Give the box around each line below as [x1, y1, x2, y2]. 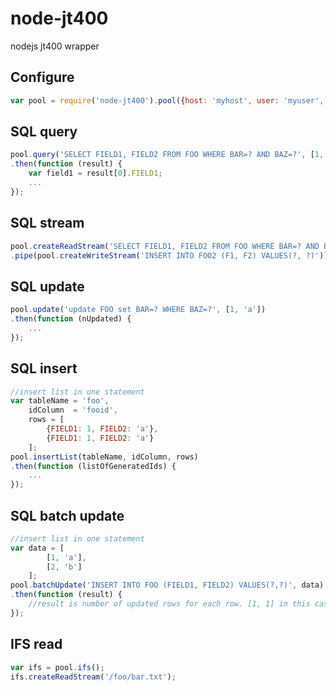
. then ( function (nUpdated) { [10, 314, 132, 324]
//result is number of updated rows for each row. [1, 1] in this [28, 599, 311, 609]
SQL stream [10, 215, 85, 232]
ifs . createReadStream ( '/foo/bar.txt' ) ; [10, 672, 177, 682]
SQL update [10, 278, 85, 295]
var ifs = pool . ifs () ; [10, 662, 105, 672]
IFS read [10, 636, 63, 653]
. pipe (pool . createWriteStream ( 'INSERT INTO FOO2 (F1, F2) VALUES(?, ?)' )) [10, 250, 329, 261]
